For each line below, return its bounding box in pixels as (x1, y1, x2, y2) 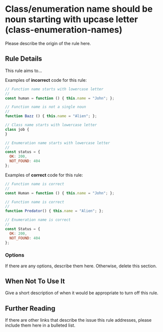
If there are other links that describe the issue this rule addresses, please (5, 317, 152, 323)
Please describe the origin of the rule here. (5, 40, 91, 46)
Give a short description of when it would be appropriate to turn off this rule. (5, 290, 159, 296)
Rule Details (5, 55, 42, 63)
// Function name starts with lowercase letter (5, 87, 104, 92)
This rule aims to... (5, 68, 42, 73)
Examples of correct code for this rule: (5, 172, 83, 178)
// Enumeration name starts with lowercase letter (5, 141, 110, 145)
